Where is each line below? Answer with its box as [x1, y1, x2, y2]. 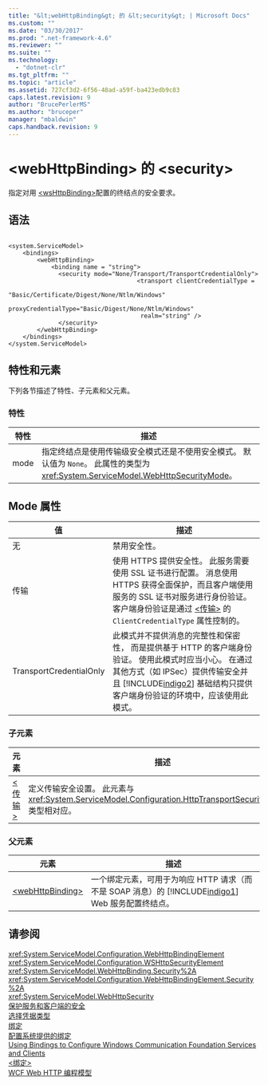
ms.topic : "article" [8, 78, 77, 86]
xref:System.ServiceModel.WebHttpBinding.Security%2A [8, 966, 197, 976]
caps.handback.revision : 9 [8, 123, 98, 131]
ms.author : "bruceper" [8, 108, 84, 116]
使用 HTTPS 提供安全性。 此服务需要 [112, 555, 250, 566]
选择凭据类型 [8, 1011, 50, 1020]
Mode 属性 [8, 499, 61, 513]
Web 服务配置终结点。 [90, 898, 175, 909]
